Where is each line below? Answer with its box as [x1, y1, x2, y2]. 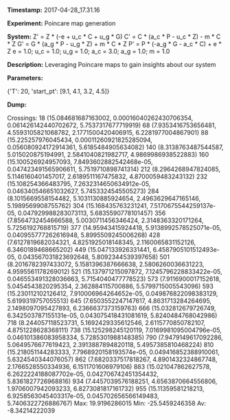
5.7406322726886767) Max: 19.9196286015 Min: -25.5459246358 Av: [7, 399, 207, 407]
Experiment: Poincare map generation [7, 19, 116, 27]
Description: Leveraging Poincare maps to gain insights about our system [7, 61, 216, 68]
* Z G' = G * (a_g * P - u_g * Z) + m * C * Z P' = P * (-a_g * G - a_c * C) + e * [7, 40, 222, 48]
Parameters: [7, 74, 43, 82]
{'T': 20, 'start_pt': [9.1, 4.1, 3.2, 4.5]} [7, 87, 110, 95]
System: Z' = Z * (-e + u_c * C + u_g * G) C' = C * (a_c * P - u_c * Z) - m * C [7, 32, 221, 41]
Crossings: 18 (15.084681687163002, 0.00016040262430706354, [7, 114, 194, 122]
